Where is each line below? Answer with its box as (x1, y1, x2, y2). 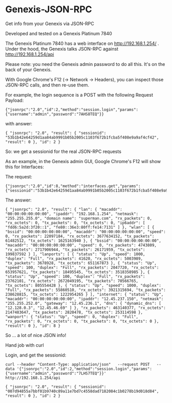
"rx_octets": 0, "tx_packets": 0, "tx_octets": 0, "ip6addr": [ (5, 220, 145, 226)
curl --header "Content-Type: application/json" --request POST (5, 362, 150, 367)
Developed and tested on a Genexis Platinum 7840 (5, 30, 113, 36)
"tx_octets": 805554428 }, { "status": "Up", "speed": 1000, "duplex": (5, 283, 161, 288)
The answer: (5, 197, 32, 203)
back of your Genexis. (5, 66, 52, 73)
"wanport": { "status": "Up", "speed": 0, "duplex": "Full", (5, 314, 139, 319)
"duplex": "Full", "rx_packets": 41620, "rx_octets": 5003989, (5, 256, 143, 261)
